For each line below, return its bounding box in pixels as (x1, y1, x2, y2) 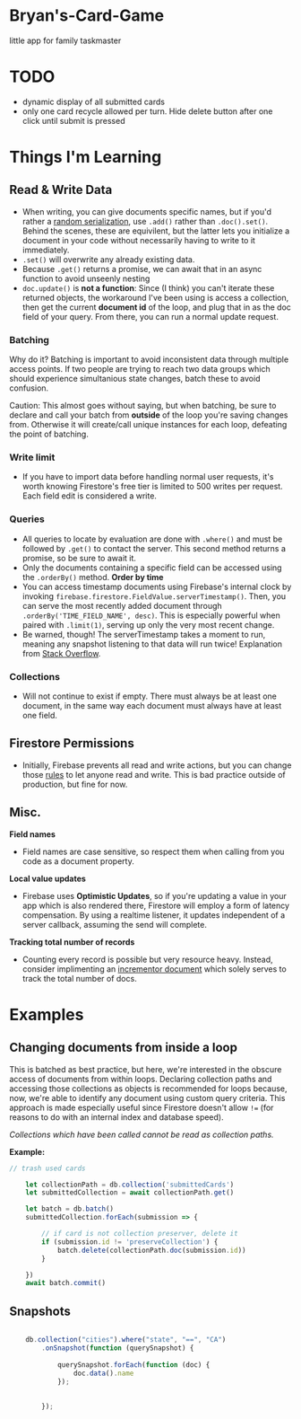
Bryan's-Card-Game (9, 5, 165, 26)
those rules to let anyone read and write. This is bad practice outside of (21, 769, 287, 780)
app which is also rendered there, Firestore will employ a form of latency (21, 900, 289, 911)
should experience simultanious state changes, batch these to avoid (9, 374, 261, 384)
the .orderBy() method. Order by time (21, 571, 164, 582)
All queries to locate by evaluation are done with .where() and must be (21, 533, 283, 544)
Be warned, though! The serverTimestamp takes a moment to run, (21, 629, 266, 639)
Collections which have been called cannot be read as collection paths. (9, 1129, 275, 1140)
